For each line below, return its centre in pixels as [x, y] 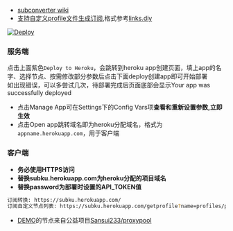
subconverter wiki [43, 10]
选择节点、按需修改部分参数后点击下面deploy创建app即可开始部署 [113, 76]
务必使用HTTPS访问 [46, 169]
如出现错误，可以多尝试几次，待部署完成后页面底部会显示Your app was [109, 85]
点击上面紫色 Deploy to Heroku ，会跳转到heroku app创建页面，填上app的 [112, 68]
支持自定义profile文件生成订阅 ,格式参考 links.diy [85, 18]
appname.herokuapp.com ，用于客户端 [68, 133]
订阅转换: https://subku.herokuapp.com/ [64, 200]
